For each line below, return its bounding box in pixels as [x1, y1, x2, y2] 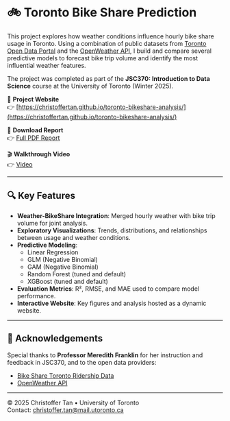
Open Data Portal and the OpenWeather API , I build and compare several [7, 47, 212, 55]
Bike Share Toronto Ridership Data [16, 371, 114, 380]
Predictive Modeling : [16, 241, 78, 249]
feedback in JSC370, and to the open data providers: [7, 358, 157, 366]
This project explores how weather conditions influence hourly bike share [7, 32, 214, 40]
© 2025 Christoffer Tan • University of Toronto [7, 398, 140, 407]
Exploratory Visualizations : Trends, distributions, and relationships [16, 226, 207, 234]
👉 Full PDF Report [7, 134, 60, 142]
